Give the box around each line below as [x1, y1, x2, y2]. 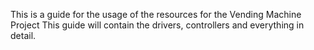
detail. [10, 30, 37, 41]
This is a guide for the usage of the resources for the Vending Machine [10, 9, 302, 20]
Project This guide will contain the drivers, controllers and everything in [10, 19, 305, 31]
